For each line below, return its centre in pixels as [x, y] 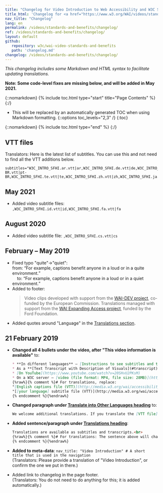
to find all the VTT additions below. [40, 159]
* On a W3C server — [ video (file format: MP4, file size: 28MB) [79, 378]
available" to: [26, 355]
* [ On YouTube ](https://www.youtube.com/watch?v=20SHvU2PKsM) [76, 373]
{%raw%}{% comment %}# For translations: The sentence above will [81, 437]
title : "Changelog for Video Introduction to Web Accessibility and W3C [80, 9]
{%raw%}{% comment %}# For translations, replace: [64, 382]
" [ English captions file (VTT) [44, 387]
